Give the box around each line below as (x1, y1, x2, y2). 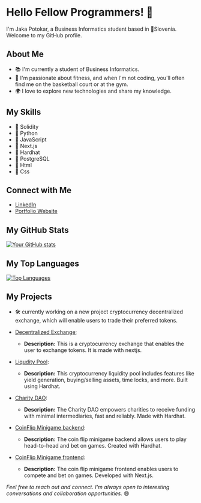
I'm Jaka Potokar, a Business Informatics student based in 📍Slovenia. (6, 25, 177, 32)
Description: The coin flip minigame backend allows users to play (23, 436, 187, 443)
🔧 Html (14, 161, 32, 168)
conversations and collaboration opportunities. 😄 (6, 490, 130, 497)
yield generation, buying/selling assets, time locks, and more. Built (23, 376, 188, 383)
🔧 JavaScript (14, 135, 47, 143)
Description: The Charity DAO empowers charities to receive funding (23, 406, 196, 413)
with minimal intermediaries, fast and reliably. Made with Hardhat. (23, 412, 186, 419)
